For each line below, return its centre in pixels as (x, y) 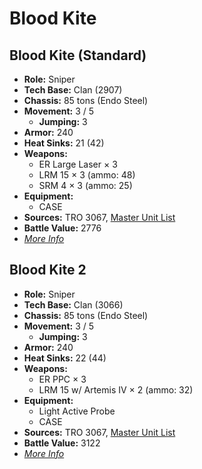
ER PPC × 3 (62, 379)
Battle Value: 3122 (62, 443)
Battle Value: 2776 (62, 228)
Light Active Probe (77, 411)
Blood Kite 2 (48, 270)
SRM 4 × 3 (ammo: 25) (85, 185)
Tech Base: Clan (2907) (73, 90)
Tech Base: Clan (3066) (73, 304)
